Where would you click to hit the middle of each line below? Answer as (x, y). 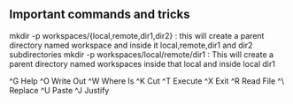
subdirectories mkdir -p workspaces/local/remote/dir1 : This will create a (142, 54)
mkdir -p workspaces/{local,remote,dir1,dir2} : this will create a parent (137, 35)
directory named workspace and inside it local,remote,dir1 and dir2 (131, 45)
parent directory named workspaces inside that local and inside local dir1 (143, 63)
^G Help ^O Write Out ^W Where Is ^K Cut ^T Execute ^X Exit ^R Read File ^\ (147, 81)
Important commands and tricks (100, 15)
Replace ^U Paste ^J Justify (59, 90)
